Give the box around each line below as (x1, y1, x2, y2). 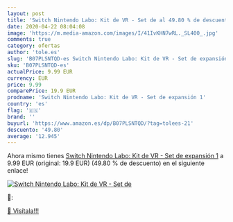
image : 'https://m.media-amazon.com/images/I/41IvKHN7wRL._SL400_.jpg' (7, 29, 218, 37)
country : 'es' (7, 101, 49, 108)
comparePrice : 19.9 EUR (7, 87, 76, 94)
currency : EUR (7, 74, 49, 82)
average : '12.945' (7, 133, 60, 139)
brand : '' (7, 113, 36, 120)
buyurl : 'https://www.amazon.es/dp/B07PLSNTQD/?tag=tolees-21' (7, 119, 194, 127)
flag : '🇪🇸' (7, 107, 42, 114)
